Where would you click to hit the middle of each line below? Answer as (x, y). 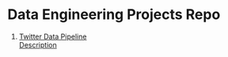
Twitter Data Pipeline (53, 36)
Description (38, 44)
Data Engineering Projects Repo (114, 15)
